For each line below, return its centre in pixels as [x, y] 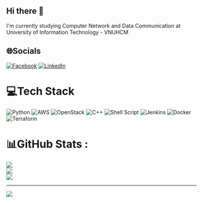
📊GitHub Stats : [47, 144]
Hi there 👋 [25, 11]
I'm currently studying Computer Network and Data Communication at [94, 25]
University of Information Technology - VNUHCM [67, 32]
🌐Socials [24, 51]
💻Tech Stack [40, 91]
